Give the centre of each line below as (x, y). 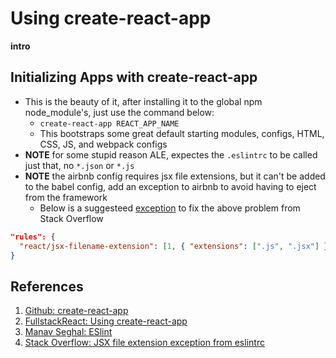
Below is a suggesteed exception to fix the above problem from (170, 208)
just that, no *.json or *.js (79, 165)
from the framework (66, 197)
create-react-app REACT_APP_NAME (109, 123)
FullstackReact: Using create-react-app (106, 321)
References (47, 286)
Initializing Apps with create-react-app (134, 77)
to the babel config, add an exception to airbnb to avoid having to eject (170, 186)
